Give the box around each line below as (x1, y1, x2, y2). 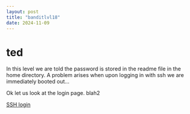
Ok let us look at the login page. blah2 (6, 90, 100, 97)
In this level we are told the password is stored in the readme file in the (6, 65, 182, 72)
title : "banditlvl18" (6, 14, 61, 20)
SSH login (6, 101, 31, 108)
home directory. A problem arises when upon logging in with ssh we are (6, 72, 185, 79)
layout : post (6, 8, 39, 15)
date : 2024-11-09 (6, 20, 50, 26)
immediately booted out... (6, 78, 70, 85)
